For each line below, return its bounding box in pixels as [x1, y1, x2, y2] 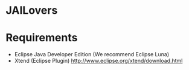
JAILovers [5, 4, 58, 17]
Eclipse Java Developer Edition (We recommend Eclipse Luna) [14, 51, 170, 58]
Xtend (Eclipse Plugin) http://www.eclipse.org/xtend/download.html [14, 57, 183, 65]
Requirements [5, 31, 78, 45]
